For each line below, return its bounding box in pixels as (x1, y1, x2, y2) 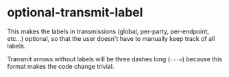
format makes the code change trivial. (7, 62, 114, 70)
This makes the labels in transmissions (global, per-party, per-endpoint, (7, 27, 209, 35)
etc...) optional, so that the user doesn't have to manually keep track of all (7, 34, 215, 42)
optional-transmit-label (7, 5, 143, 20)
